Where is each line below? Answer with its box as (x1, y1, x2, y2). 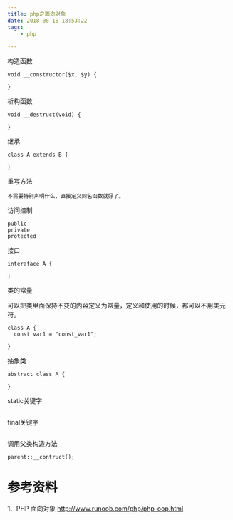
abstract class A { (7, 371, 66, 378)
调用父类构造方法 (7, 440, 58, 448)
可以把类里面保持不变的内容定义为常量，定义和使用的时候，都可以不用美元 (7, 301, 226, 310)
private (7, 227, 31, 234)
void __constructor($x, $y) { (7, 71, 98, 78)
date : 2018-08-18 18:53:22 (7, 17, 88, 24)
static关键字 (7, 397, 43, 405)
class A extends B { (7, 151, 69, 159)
